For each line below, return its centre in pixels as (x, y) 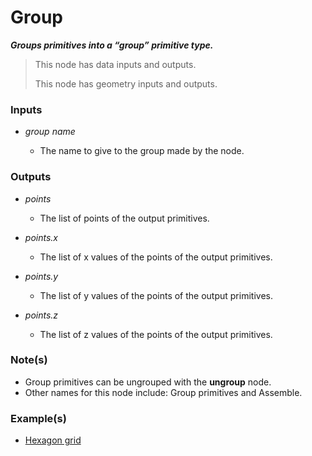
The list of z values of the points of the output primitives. (156, 334)
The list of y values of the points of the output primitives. (156, 295)
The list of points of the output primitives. (124, 218)
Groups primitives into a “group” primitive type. (112, 45)
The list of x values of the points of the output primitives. (156, 257)
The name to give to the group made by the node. (142, 151)
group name (50, 132)
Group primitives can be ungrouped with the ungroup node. (148, 382)
